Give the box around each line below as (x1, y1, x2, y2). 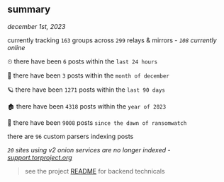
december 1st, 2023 (7, 22, 66, 30)
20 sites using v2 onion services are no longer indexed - (7, 145, 171, 154)
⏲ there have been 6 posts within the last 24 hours (7, 57, 158, 66)
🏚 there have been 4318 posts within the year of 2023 (7, 102, 167, 110)
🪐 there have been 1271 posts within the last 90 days (7, 85, 165, 94)
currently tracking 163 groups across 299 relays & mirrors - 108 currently (7, 36, 218, 44)
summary (7, 4, 51, 16)
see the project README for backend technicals (24, 166, 165, 175)
